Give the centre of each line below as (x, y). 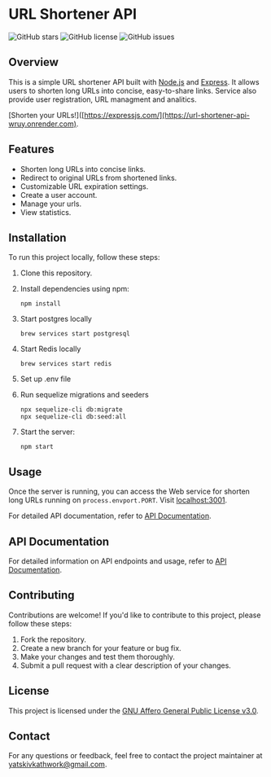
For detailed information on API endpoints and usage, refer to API (118, 561)
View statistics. (46, 212)
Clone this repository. (56, 273)
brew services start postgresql (75, 334)
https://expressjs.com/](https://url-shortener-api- (167, 115)
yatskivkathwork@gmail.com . (58, 764)
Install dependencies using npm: (75, 289)
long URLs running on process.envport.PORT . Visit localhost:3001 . (118, 500)
